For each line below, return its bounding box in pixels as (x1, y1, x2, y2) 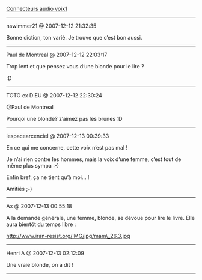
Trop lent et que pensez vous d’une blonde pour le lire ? (6, 63, 144, 70)
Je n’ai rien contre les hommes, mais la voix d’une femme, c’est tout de (6, 156, 182, 163)
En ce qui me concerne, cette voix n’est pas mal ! (6, 144, 128, 151)
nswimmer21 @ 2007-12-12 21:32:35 (6, 22, 97, 29)
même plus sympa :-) (6, 162, 59, 169)
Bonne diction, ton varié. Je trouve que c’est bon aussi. (6, 34, 142, 41)
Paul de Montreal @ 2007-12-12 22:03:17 (6, 51, 108, 58)
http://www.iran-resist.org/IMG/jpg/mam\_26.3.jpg (6, 233, 130, 239)
